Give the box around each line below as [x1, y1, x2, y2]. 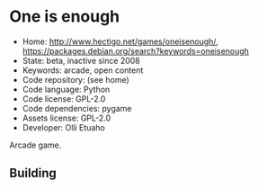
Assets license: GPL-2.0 [22, 112, 111, 123]
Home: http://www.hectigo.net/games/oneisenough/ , [22, 36, 218, 47]
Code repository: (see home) [22, 74, 130, 85]
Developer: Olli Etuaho [22, 121, 105, 132]
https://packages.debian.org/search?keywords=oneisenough [22, 45, 250, 56]
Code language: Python [22, 84, 111, 94]
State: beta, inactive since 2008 [22, 55, 141, 66]
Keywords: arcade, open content [22, 65, 144, 76]
